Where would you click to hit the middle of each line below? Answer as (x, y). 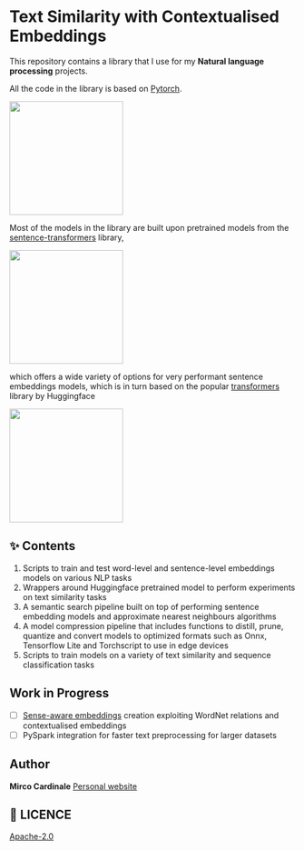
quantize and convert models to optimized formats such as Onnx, (145, 636)
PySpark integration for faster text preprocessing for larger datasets (149, 735)
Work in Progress (59, 693)
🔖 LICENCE (41, 814)
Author (29, 764)
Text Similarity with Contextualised (144, 17)
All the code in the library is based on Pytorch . (96, 88)
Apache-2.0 (32, 836)
